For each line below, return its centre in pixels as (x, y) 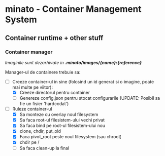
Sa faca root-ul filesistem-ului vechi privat (62, 120)
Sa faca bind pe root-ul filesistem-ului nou (62, 126)
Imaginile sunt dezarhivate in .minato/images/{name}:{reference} (73, 62)
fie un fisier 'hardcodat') (44, 104)
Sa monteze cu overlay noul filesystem (59, 115)
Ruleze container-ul (32, 109)
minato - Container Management (73, 9)
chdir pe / (29, 142)
